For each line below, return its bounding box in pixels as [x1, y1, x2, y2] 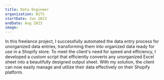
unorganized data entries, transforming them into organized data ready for [5, 44, 155, 49]
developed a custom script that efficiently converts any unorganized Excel [5, 54, 155, 60]
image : [5, 25, 19, 30]
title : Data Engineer [5, 7, 49, 12]
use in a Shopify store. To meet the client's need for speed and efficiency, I [5, 49, 156, 55]
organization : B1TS [5, 12, 45, 16]
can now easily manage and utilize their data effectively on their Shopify [5, 64, 150, 70]
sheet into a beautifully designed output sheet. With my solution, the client [5, 59, 155, 65]
